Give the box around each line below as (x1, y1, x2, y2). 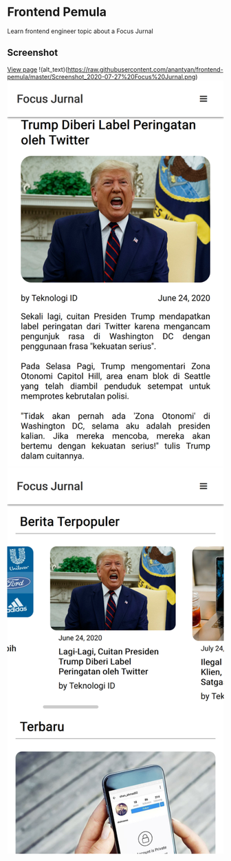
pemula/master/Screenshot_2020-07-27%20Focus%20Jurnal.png (7, 72, 196, 81)
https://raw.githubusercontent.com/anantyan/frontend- (67, 65, 223, 73)
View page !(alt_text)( (7, 65, 68, 73)
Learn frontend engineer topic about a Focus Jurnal (7, 27, 153, 35)
